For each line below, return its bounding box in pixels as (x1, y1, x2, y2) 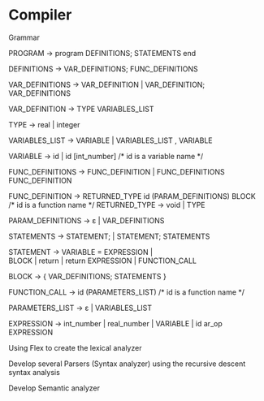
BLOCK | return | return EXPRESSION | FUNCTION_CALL (8, 256, 197, 265)
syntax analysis (8, 367, 61, 377)
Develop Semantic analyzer (8, 383, 100, 393)
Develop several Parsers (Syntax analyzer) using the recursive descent (8, 359, 246, 369)
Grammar (8, 32, 41, 42)
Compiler (8, 6, 72, 24)
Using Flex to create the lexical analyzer (8, 343, 142, 352)
